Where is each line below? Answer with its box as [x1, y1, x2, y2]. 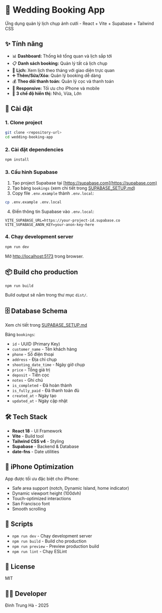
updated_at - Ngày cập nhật [12, 398, 68, 404]
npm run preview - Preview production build [12, 543, 99, 549]
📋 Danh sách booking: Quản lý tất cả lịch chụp [12, 60, 108, 66]
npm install [5, 157, 29, 162]
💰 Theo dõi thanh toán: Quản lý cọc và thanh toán [12, 78, 114, 84]
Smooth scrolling [12, 506, 46, 512]
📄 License [5, 562, 35, 571]
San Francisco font [12, 501, 50, 506]
